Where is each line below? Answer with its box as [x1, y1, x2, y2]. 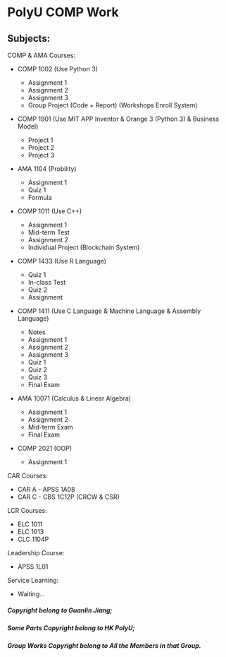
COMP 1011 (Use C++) [17, 207, 82, 215]
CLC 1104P [17, 535, 49, 543]
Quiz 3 [27, 373, 48, 381]
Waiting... [17, 590, 46, 598]
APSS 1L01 [17, 562, 49, 571]
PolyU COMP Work [7, 4, 119, 20]
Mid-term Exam [27, 423, 74, 431]
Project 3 [27, 151, 55, 159]
